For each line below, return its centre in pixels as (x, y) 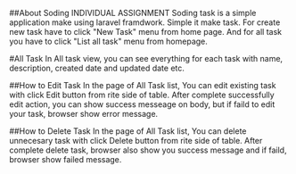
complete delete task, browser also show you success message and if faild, (148, 150)
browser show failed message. (66, 159)
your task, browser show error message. (84, 114)
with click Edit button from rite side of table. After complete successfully (142, 95)
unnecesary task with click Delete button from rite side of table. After (136, 141)
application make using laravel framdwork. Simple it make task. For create (145, 22)
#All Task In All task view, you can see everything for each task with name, (146, 58)
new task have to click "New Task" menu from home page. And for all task (146, 32)
